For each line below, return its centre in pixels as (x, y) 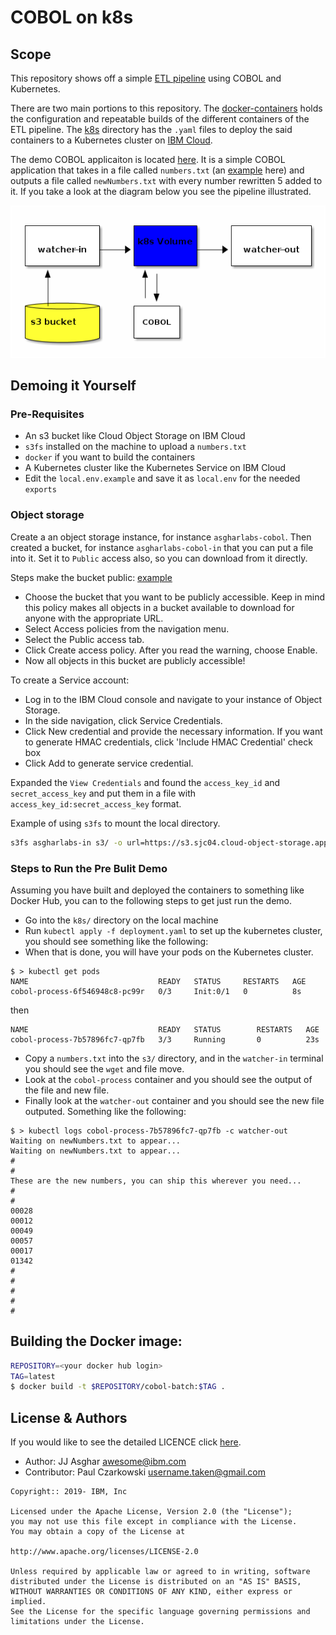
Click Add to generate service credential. (109, 763)
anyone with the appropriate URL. (94, 618)
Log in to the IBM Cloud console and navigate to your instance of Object (173, 699)
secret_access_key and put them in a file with (103, 793)
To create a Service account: (70, 680)
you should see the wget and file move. (104, 1068)
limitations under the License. (77, 1622)
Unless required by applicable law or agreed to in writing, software (160, 1572)
